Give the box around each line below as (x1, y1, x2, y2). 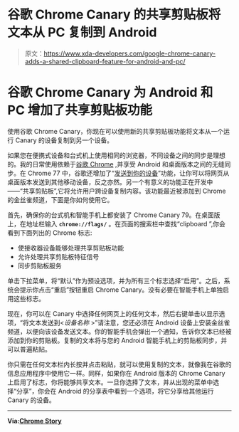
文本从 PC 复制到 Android (7, 24, 157, 41)
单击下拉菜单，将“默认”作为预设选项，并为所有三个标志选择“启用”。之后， (7, 276, 224, 285)
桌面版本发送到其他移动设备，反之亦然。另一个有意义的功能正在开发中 (7, 177, 213, 186)
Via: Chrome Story (7, 416, 62, 425)
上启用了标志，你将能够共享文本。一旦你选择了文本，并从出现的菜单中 (7, 378, 213, 386)
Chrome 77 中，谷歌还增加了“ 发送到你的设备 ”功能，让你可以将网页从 (27, 169, 230, 177)
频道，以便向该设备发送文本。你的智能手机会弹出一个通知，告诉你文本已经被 (7, 327, 232, 335)
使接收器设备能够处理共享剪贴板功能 (17, 243, 124, 252)
